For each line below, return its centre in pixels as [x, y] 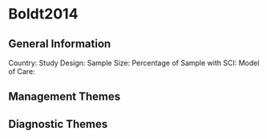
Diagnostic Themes [58, 124]
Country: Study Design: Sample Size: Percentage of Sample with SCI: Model [134, 63]
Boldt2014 [43, 14]
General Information [60, 44]
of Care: [22, 72]
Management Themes [65, 97]
